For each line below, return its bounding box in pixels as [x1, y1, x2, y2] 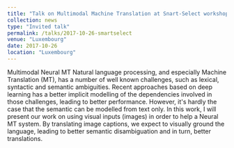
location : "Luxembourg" [7, 49, 77, 56]
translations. [7, 134, 43, 142]
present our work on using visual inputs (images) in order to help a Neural [7, 112, 219, 120]
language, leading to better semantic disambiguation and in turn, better [7, 126, 211, 135]
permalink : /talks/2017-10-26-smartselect [7, 29, 132, 37]
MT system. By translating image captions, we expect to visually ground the [7, 120, 225, 128]
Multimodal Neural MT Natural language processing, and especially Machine [7, 67, 227, 76]
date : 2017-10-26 [7, 42, 58, 49]
